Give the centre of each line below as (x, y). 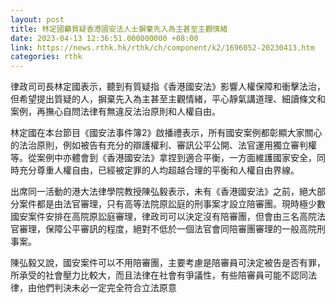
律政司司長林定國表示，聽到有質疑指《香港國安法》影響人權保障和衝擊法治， (168, 87)
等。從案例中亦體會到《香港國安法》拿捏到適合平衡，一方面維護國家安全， (163, 158)
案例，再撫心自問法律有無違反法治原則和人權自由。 (115, 112)
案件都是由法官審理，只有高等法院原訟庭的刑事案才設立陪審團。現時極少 (167, 204)
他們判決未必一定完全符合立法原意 (106, 288)
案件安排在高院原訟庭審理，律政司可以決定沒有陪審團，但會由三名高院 (172, 217)
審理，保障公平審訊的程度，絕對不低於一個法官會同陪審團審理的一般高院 (167, 229)
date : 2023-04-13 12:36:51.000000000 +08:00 (104, 38)
